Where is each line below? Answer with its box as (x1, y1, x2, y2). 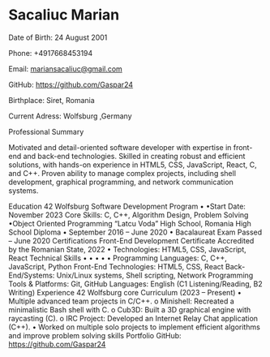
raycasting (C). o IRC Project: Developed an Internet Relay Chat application (8, 313, 258, 323)
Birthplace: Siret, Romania (8, 95, 95, 105)
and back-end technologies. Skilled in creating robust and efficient (23, 151, 246, 161)
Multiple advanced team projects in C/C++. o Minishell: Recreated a (8, 296, 235, 306)
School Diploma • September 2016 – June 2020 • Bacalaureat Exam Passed (8, 227, 263, 237)
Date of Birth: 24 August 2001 (8, 32, 108, 42)
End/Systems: (8, 270, 55, 280)
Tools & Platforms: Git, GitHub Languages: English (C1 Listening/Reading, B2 (8, 278, 263, 289)
